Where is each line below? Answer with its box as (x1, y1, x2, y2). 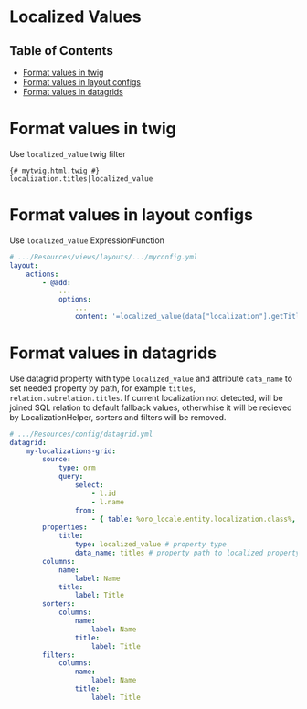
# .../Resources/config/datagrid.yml (9, 429, 153, 439)
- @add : (42, 278, 71, 287)
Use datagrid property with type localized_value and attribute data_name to (9, 373, 293, 384)
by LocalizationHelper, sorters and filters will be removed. (9, 411, 227, 422)
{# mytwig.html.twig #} (9, 166, 101, 175)
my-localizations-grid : (26, 446, 117, 456)
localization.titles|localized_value (9, 174, 153, 184)
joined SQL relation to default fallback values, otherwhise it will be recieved (9, 402, 292, 413)
